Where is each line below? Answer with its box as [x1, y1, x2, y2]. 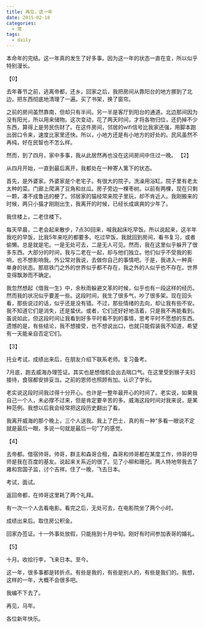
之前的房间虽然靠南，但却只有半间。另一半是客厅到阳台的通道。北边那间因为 [6, 109, 198, 115]
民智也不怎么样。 [32, 139, 76, 146]
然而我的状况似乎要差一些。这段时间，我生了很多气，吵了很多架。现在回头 [6, 292, 192, 299]
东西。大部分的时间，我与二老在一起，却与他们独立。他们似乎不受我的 [11, 249, 187, 255]
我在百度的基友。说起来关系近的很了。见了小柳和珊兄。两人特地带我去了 [16, 458, 198, 465]
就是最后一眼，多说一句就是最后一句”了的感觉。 [6, 425, 126, 431]
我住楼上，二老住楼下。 [6, 213, 65, 220]
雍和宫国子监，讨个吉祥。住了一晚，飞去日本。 [6, 465, 123, 473]
